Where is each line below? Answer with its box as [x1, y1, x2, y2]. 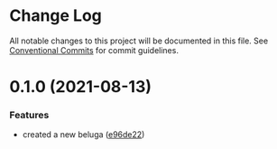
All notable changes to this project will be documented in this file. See [9, 35, 269, 46]
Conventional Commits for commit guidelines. [9, 44, 179, 55]
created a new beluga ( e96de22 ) [22, 129, 145, 140]
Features [9, 109, 50, 122]
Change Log [9, 5, 102, 26]
